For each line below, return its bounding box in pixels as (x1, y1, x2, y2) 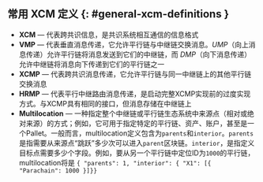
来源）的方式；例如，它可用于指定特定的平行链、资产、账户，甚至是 (25, 118, 248, 128)
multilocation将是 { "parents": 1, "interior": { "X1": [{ (18, 158, 212, 167)
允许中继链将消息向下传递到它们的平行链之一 (18, 59, 165, 69)
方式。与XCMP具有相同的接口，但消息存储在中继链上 (18, 98, 192, 108)
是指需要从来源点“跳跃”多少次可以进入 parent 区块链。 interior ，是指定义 (18, 138, 255, 147)
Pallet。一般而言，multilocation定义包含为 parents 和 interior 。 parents (25, 128, 254, 138)
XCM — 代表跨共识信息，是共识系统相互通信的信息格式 (18, 30, 199, 39)
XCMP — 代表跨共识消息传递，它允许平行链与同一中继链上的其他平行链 (18, 69, 252, 79)
